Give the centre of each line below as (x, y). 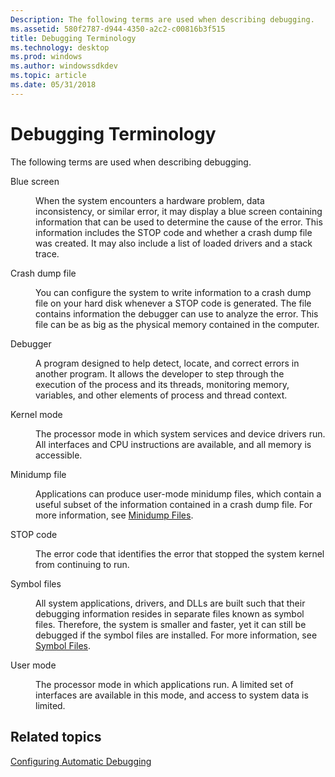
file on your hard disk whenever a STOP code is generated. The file (173, 303)
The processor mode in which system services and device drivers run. (180, 433)
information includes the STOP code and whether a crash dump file (174, 232)
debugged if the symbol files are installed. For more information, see (176, 635)
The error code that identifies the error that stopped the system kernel (180, 553)
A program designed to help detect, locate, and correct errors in (167, 363)
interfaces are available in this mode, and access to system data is (172, 695)
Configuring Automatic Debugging (81, 761)
